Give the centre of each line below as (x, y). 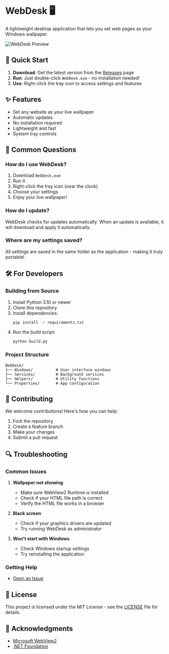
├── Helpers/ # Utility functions (52, 379)
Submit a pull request (35, 438)
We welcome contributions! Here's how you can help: (62, 411)
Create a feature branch (38, 426)
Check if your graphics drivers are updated (66, 523)
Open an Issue (28, 579)
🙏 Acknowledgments (39, 629)
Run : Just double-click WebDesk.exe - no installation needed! (76, 78)
